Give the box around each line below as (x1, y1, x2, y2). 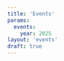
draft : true (7, 43, 42, 50)
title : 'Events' (7, 10, 55, 18)
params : (7, 17, 30, 24)
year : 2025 (20, 29, 52, 37)
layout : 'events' (7, 36, 58, 43)
